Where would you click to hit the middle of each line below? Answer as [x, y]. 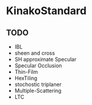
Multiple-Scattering [38, 91]
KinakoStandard [46, 11]
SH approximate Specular [45, 59]
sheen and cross [35, 53]
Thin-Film [26, 72]
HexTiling [26, 78]
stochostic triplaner [38, 84]
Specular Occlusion [38, 65]
